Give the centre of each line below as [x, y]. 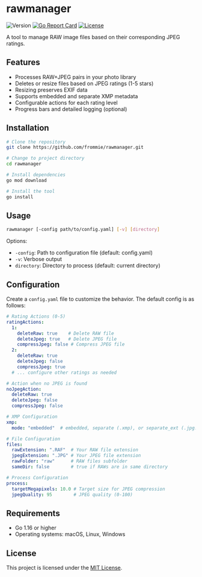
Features [23, 62]
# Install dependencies [36, 175]
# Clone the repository [36, 142]
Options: [17, 241]
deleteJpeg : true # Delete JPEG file [67, 339]
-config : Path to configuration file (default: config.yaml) [84, 253]
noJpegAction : [24, 389]
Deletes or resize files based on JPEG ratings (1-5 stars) [84, 83]
